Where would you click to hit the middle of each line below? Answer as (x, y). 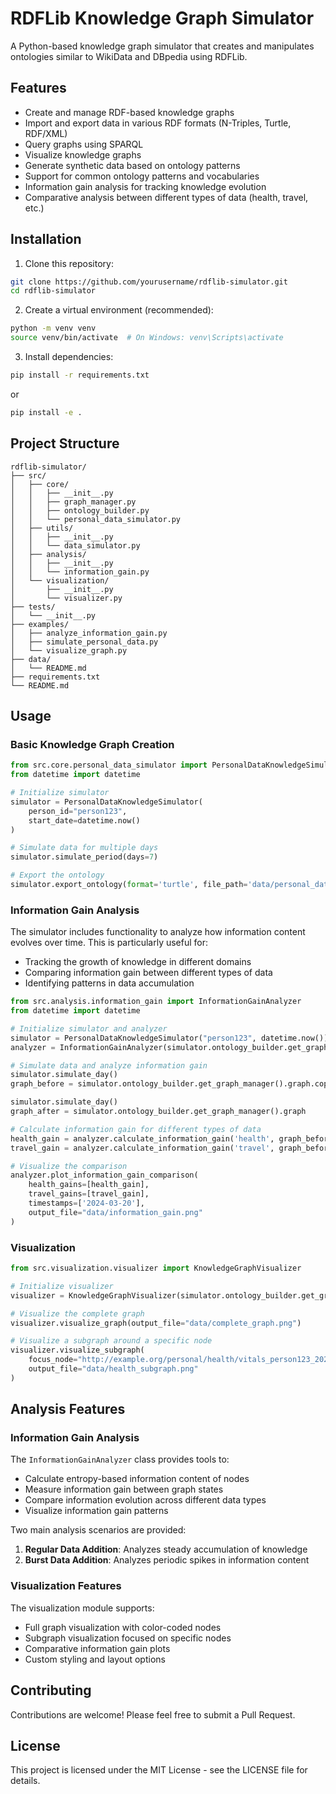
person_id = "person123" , (78, 811)
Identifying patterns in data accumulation (109, 983)
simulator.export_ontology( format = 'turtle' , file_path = (129, 885)
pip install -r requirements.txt (80, 375)
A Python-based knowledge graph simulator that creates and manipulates (162, 46)
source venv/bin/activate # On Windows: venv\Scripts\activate (147, 338)
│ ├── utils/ (42, 528)
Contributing (51, 1690)
